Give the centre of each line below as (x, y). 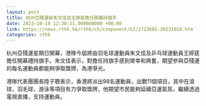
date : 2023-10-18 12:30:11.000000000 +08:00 (64, 23)
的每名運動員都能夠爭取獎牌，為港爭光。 (57, 69)
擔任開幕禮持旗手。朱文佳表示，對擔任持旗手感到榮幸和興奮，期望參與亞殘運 (103, 61)
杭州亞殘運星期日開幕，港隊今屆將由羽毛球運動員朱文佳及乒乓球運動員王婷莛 (103, 53)
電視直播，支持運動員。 (36, 97)
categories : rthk (29, 35)
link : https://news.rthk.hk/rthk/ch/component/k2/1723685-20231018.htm (100, 29)
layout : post (23, 12)
